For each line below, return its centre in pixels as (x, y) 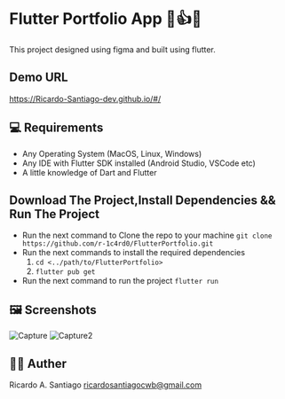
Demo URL (39, 78)
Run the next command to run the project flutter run (120, 281)
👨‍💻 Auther (38, 363)
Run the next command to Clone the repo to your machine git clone (147, 235)
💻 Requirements (56, 128)
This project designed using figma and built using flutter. (112, 49)
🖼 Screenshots (53, 310)
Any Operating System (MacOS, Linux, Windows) (112, 153)
